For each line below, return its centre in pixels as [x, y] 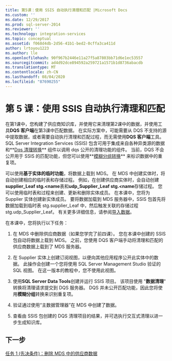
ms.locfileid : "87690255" [33, 82]
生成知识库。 [31, 322]
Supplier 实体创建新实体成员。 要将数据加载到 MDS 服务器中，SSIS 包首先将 [85, 199]
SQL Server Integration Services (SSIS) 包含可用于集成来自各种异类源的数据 [85, 143]
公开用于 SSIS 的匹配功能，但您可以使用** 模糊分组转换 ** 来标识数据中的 [82, 156]
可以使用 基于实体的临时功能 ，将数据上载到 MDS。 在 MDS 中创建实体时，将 [85, 173]
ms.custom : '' [20, 15]
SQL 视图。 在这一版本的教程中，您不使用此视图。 [66, 270]
